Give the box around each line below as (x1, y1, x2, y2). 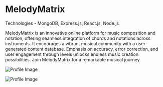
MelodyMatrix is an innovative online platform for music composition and (5, 30, 155, 36)
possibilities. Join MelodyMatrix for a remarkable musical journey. (5, 56, 141, 62)
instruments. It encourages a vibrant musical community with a (5, 40, 135, 46)
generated (5, 46, 27, 52)
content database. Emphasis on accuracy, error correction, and (27, 46, 158, 52)
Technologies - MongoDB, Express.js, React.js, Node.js (5, 20, 119, 26)
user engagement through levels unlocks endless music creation (5, 51, 139, 57)
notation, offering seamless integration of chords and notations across (5, 35, 150, 41)
